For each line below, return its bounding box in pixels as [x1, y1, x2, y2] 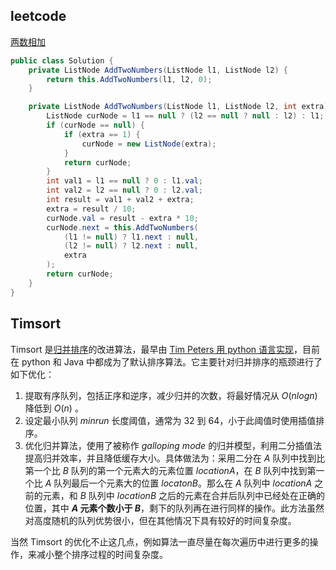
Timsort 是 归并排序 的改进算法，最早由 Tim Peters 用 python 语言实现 [10, 343, 295, 355]
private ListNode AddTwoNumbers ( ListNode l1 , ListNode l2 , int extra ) [28, 102, 329, 112]
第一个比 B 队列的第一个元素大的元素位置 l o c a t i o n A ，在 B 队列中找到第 [24, 464, 317, 476]
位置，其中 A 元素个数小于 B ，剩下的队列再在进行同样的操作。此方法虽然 [24, 502, 325, 514]
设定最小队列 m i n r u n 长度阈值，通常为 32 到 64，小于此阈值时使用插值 [24, 414, 317, 426]
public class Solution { [10, 55, 114, 66]
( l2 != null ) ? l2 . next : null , [63, 241, 199, 251]
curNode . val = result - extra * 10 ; [46, 213, 199, 223]
